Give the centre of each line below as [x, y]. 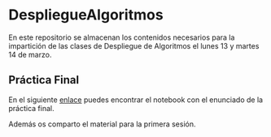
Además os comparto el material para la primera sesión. [102, 124]
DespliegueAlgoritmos [86, 15]
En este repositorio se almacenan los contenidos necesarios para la [122, 37]
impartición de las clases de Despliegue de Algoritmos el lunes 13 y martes [134, 45]
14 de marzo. [30, 54]
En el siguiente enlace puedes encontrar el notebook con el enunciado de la [135, 100]
